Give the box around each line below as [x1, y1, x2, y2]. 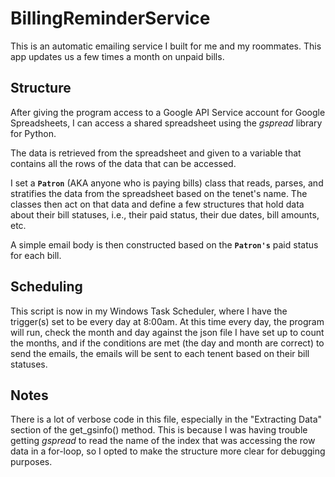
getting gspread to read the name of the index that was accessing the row [10, 435, 316, 447]
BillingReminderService [10, 7, 211, 30]
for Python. [10, 127, 57, 139]
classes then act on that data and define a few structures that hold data [10, 198, 305, 210]
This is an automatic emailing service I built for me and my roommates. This [10, 40, 322, 52]
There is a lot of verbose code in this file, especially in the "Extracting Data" [10, 413, 323, 426]
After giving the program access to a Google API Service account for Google [10, 106, 326, 118]
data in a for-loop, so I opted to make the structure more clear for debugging [10, 445, 326, 457]
